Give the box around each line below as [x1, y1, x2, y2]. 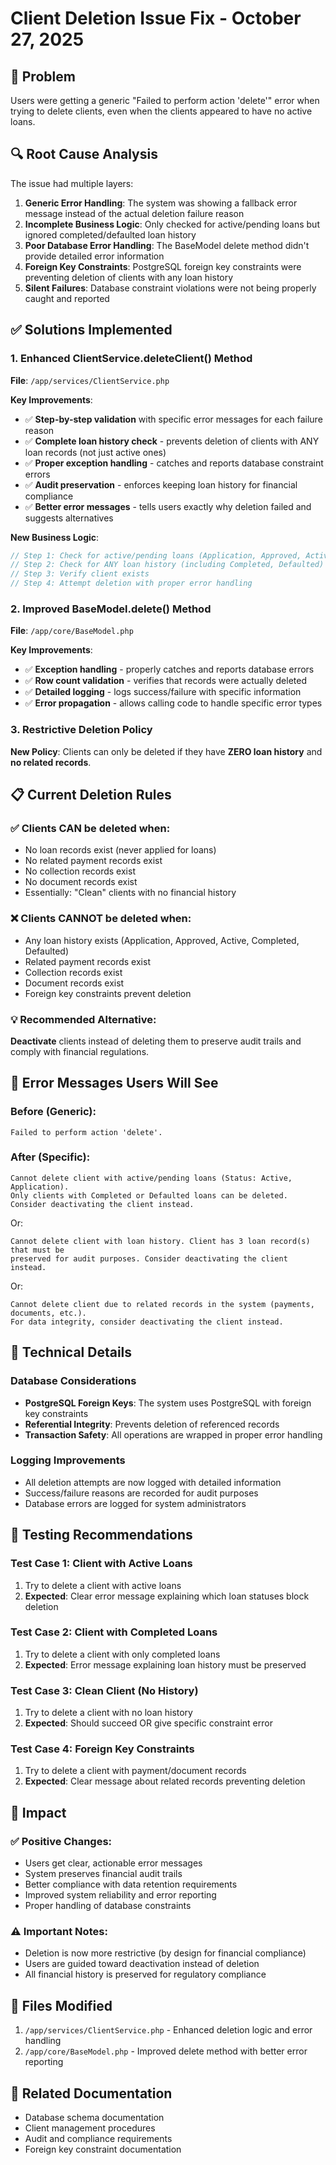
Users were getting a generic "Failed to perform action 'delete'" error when [10, 95, 320, 106]
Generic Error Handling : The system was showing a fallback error [24, 197, 298, 209]
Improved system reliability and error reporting [24, 1889, 217, 1901]
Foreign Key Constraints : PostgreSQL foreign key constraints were [24, 260, 302, 272]
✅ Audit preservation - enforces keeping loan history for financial [24, 478, 298, 491]
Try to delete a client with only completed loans [24, 1648, 221, 1660]
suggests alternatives [24, 512, 114, 524]
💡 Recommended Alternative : [10, 1012, 157, 1026]
